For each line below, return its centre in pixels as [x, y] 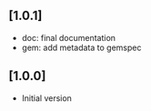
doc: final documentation [68, 37]
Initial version [46, 98]
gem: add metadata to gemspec [81, 47]
